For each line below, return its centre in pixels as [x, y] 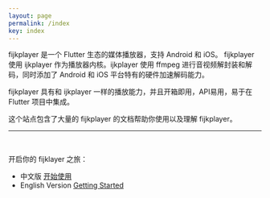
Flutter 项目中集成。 [41, 102]
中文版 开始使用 [46, 176]
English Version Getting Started [72, 185]
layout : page [30, 16]
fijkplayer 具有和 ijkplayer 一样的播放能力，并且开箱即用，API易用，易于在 [131, 92]
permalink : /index [39, 23]
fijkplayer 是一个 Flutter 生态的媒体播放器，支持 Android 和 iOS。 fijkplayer [131, 55]
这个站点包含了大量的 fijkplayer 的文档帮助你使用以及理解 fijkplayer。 [123, 119]
